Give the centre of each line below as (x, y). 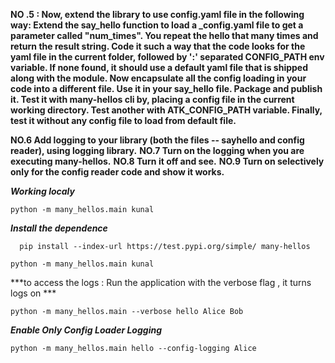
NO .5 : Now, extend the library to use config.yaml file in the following (157, 14)
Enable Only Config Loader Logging (86, 330)
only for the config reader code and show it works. (117, 172)
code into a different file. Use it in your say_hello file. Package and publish (166, 88)
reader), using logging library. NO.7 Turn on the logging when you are (157, 150)
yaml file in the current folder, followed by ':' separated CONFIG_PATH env (167, 57)
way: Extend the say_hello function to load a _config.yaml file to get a (157, 25)
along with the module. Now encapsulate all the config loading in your (158, 78)
